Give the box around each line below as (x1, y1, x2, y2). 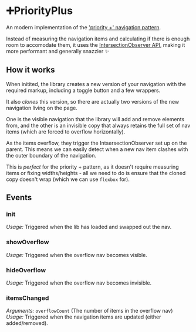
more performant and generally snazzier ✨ (6, 47, 110, 54)
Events (6, 193, 32, 203)
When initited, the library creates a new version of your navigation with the (6, 80, 187, 87)
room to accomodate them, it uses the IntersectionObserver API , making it (6, 41, 185, 48)
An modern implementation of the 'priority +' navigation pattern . (6, 23, 161, 30)
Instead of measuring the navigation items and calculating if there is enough (6, 35, 190, 42)
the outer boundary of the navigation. (6, 152, 97, 159)
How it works (6, 65, 55, 75)
